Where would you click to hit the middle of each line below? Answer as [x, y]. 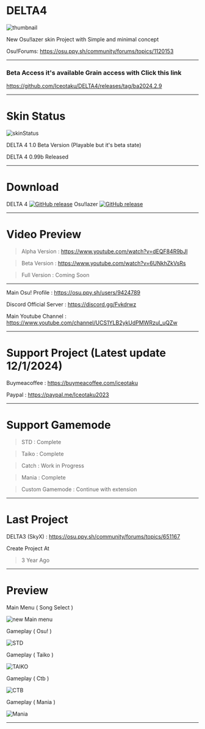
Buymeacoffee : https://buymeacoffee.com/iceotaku [72, 382]
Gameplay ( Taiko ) [30, 655]
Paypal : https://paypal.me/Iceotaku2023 [58, 395]
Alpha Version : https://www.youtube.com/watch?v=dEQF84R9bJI [104, 251]
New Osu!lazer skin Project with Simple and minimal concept [83, 39]
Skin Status [36, 116]
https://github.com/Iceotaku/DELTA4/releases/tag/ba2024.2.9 [84, 86]
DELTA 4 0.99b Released [38, 157]
